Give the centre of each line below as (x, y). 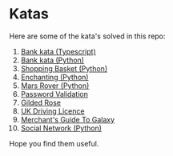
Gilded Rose (41, 102)
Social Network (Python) (61, 128)
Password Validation (54, 94)
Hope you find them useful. (54, 143)
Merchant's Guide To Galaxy (68, 119)
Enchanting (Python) (54, 77)
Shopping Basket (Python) (64, 68)
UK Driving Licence (52, 111)
